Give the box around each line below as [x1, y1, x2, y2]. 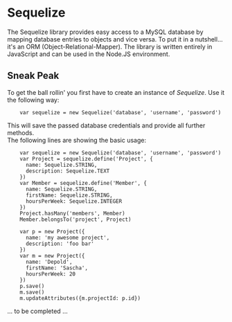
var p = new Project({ [19, 228, 85, 235]
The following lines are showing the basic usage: [7, 136, 147, 144]
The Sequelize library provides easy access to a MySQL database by [7, 28, 204, 36]
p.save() [19, 283, 45, 289]
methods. [7, 128, 35, 136]
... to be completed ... [7, 307, 68, 315]
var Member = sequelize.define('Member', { [19, 179, 148, 186]
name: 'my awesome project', [25, 234, 110, 241]
